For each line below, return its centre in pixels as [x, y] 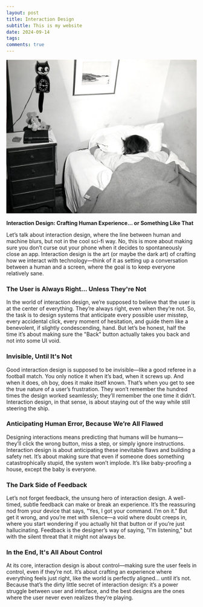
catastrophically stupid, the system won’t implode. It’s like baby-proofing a [99, 462]
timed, [14, 505]
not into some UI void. [34, 341]
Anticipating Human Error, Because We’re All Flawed [85, 424]
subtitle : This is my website [44, 25]
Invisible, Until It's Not [39, 356]
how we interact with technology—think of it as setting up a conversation [97, 260]
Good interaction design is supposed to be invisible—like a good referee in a [101, 370]
